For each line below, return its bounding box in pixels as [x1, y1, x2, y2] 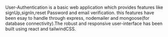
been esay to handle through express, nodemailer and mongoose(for [5, 15, 150, 21]
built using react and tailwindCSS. [5, 26, 76, 32]
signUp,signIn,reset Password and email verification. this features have [5, 10, 154, 16]
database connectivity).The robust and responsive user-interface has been [5, 20, 163, 26]
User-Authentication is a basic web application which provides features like [5, 5, 163, 10]
